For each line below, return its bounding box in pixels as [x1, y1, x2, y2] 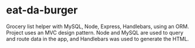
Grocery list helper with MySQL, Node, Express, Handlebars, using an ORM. [6, 23, 190, 30]
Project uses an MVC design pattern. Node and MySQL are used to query [6, 29, 184, 36]
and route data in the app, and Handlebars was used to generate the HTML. [6, 35, 189, 42]
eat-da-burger [6, 4, 78, 17]
